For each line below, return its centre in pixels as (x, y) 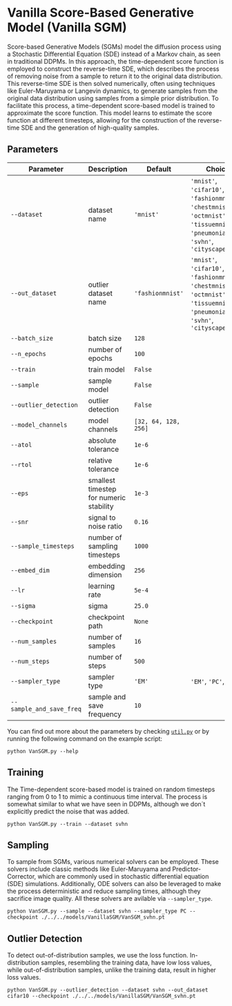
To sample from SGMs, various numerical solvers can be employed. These (113, 862)
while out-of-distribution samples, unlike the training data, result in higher (112, 970)
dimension (105, 574)
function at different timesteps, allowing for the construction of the (102, 120)
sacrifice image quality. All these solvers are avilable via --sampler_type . (110, 899)
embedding (107, 566)
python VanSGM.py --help (43, 751)
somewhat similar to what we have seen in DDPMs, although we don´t (106, 804)
